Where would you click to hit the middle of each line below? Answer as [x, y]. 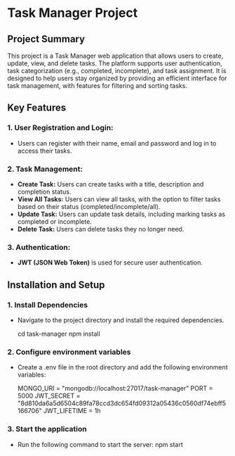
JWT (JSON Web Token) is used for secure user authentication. [110, 262]
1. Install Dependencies [48, 305]
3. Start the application [47, 429]
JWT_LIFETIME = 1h [72, 411]
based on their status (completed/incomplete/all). [89, 206]
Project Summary [46, 39]
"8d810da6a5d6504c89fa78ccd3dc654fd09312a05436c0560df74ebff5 [122, 403]
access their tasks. [45, 151]
